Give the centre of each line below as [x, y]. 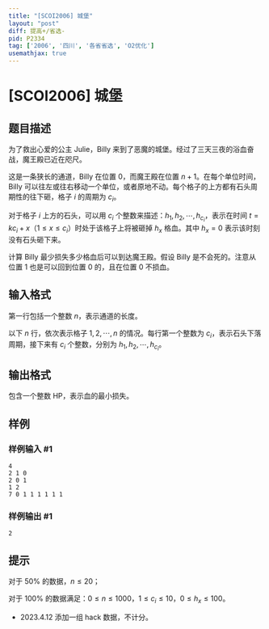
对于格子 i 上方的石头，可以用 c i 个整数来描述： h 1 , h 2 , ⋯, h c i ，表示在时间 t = [134, 217]
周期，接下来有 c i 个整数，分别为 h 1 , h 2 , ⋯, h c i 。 [87, 346]
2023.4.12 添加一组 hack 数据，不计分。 [86, 617]
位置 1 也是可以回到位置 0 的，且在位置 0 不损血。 [91, 267]
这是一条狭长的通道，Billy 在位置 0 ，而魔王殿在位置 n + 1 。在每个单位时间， [134, 176]
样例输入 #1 [30, 449]
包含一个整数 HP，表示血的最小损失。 [71, 396]
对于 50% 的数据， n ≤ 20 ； [55, 581]
